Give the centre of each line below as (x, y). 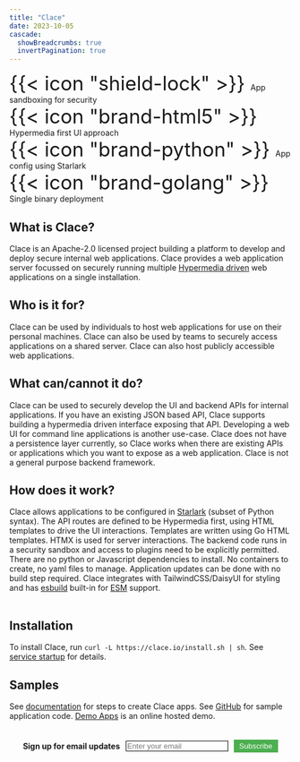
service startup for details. (58, 657)
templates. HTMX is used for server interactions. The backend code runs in (148, 540)
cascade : (26, 34)
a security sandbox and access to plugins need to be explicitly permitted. (144, 550)
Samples (34, 685)
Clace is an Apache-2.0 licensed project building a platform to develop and (147, 248)
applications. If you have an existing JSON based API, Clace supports (137, 415)
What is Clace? (52, 227)
